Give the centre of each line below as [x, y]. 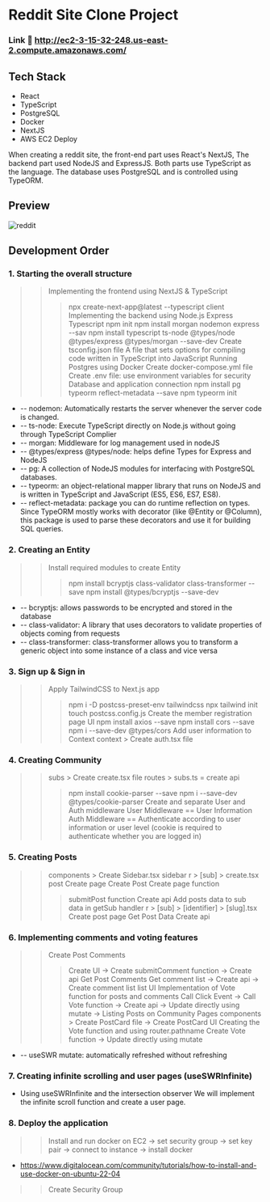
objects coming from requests [70, 633]
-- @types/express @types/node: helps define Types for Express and [135, 451]
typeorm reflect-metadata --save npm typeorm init [153, 393]
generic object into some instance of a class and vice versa [118, 650]
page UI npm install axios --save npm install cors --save [162, 722]
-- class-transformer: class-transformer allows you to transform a [129, 641]
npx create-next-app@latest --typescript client [146, 307]
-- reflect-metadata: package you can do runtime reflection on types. [135, 503]
